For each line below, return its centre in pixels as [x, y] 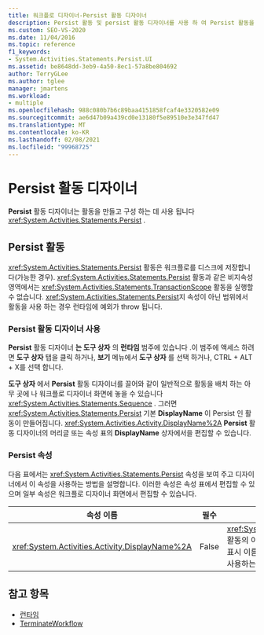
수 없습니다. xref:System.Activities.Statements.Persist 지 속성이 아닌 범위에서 [128, 297]
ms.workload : [29, 96]
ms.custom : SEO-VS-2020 [47, 30]
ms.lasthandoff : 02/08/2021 [54, 139]
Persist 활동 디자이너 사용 [54, 329]
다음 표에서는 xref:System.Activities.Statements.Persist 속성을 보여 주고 [121, 474]
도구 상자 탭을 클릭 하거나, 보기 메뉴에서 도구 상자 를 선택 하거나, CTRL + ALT [134, 358]
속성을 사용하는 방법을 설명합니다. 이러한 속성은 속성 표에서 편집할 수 [142, 483]
